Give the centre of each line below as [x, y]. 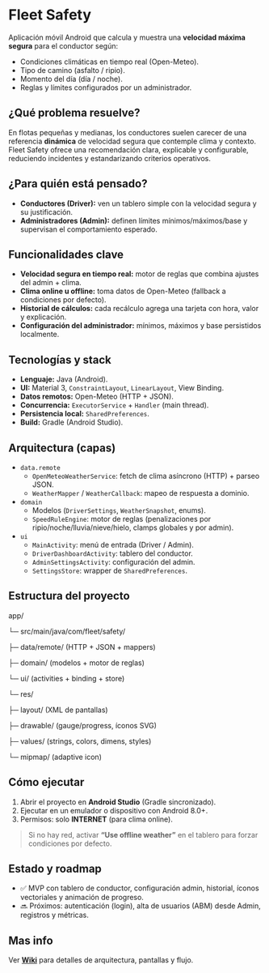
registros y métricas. [54, 915]
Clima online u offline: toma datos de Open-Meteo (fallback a [123, 291]
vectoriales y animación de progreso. [82, 898]
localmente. [40, 335]
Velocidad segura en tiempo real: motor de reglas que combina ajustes [139, 274]
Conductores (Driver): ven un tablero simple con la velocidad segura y [138, 203]
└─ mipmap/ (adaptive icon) [55, 757]
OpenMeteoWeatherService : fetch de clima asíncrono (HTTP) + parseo [146, 476]
